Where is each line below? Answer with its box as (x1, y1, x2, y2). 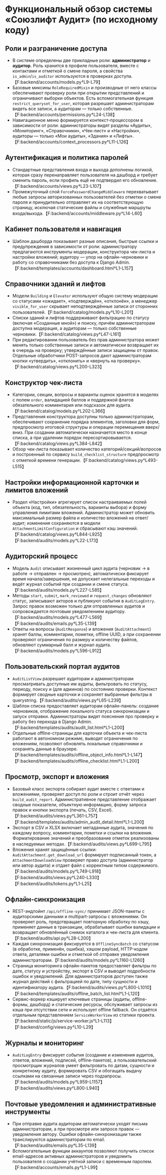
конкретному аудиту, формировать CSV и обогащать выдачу (12, 1068, 142, 1074)
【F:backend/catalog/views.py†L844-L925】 (12, 531, 105, 537)
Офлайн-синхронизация (5, 895, 86, 903)
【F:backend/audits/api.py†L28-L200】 (12, 935, 93, 941)
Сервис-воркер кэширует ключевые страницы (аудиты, (12, 996, 131, 1002)
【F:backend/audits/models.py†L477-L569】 (12, 614, 105, 620)
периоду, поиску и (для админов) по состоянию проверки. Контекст (12, 686, 158, 692)
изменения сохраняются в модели (27, 520, 101, 526)
